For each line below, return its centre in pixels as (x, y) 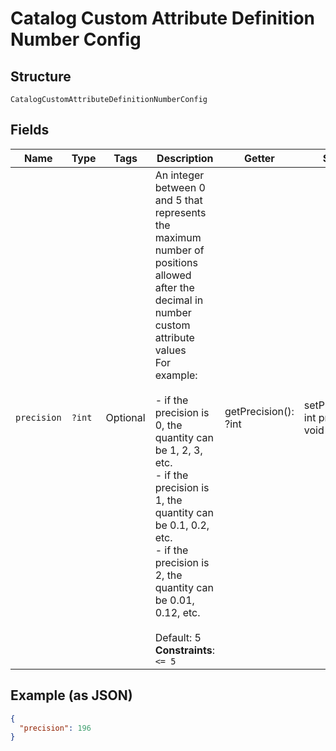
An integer (179, 175)
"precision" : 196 (55, 728)
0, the (168, 425)
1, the (168, 500)
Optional (125, 417)
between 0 (180, 187)
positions (176, 262)
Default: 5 (178, 637)
